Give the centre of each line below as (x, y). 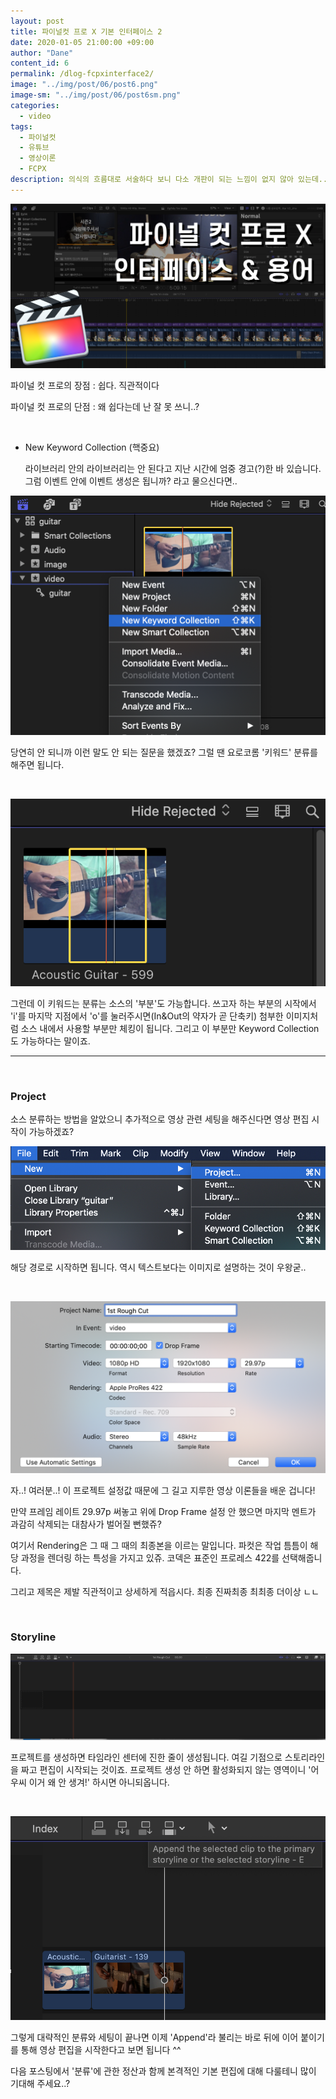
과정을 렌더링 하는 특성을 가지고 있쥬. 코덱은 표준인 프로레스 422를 (150, 1557)
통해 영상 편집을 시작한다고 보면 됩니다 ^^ (101, 2050)
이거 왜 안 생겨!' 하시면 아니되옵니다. (99, 1782)
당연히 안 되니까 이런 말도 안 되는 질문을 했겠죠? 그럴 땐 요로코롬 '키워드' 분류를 (164, 752)
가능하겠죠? (51, 1131)
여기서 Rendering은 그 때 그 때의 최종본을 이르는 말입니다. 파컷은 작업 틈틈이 (159, 1545)
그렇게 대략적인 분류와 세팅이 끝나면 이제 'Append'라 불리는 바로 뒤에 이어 (154, 2037)
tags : (21, 126)
